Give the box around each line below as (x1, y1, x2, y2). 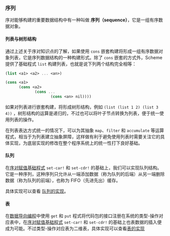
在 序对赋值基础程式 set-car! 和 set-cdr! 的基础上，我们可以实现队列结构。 (5, 165, 162, 171)
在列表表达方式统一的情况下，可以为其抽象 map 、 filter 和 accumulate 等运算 (5, 127, 164, 133)
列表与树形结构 (5, 35, 36, 42)
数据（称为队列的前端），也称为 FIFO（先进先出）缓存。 (5, 177, 120, 183)
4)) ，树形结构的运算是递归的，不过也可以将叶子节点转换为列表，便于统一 (5, 110, 160, 116)
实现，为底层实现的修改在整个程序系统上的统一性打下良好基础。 (9, 140, 143, 146)
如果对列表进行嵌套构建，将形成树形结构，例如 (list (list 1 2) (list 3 (5, 104, 158, 110)
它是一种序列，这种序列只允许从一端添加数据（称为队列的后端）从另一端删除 (5, 171, 165, 177)
